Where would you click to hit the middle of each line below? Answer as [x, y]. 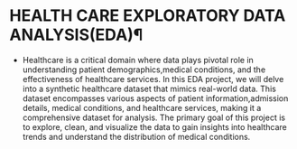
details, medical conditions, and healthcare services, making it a [142, 107]
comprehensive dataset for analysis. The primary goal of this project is [154, 117]
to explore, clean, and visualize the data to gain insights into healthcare [154, 126]
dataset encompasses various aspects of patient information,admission [155, 98]
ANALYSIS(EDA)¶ [76, 35]
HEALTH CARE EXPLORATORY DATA [148, 16]
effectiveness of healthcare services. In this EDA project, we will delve [153, 79]
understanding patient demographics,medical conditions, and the [144, 70]
